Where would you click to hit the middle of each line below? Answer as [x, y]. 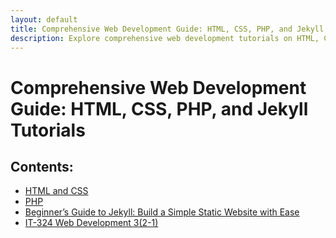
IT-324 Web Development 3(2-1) [91, 223]
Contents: [42, 166]
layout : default [44, 19]
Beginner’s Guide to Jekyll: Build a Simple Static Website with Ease [162, 212]
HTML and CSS [56, 191]
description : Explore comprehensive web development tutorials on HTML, [165, 38]
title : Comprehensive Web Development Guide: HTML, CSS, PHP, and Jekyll [167, 29]
